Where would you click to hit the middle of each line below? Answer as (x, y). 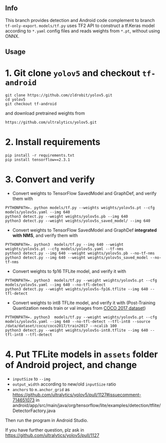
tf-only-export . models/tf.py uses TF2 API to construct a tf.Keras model (80, 25)
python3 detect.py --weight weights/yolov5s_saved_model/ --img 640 (78, 221)
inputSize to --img (31, 379)
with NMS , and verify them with (45, 235)
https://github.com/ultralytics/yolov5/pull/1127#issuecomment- (77, 395)
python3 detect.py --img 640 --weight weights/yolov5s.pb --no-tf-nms (80, 253)
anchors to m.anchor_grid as (41, 389)
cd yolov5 (15, 100)
